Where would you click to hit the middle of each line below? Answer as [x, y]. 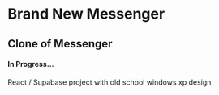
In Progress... [31, 64]
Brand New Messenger [86, 14]
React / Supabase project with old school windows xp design [109, 82]
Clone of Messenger [60, 44]
